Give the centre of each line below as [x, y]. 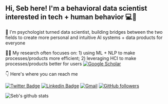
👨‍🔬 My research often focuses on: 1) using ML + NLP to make [70, 53]
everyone [15, 43]
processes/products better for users [44, 64]
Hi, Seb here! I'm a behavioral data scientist [76, 8]
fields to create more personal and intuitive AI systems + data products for [84, 37]
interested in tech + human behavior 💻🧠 [71, 17]
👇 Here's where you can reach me [42, 74]
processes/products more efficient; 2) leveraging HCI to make [71, 58]
